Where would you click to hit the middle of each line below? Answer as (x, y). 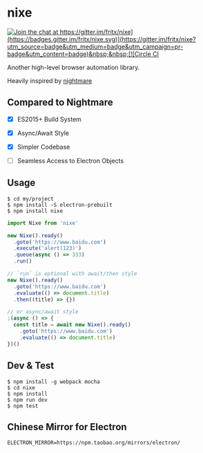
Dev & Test (31, 366)
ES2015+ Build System (49, 119)
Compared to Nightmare (60, 103)
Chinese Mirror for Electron (67, 427)
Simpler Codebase (43, 147)
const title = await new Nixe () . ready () (72, 325)
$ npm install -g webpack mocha (54, 382)
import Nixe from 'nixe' (43, 223)
